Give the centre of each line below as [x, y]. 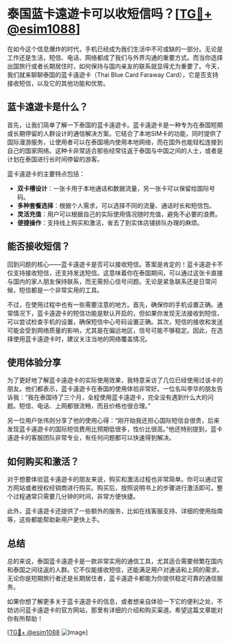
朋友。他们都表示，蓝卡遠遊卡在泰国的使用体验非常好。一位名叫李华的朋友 [112, 389]
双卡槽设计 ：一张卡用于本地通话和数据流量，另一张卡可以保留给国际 [113, 188]
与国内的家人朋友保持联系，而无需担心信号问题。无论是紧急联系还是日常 [109, 281]
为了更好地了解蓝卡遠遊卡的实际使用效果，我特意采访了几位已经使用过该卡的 [115, 380]
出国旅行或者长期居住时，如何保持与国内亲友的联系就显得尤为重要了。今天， [115, 66]
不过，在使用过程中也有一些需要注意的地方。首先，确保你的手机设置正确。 [112, 304]
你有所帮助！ [25, 619]
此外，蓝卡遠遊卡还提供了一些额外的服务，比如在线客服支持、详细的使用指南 [115, 511]
